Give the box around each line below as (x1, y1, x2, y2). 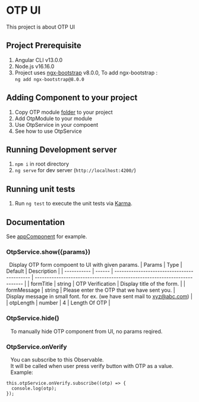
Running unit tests (6, 184, 75, 194)
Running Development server (6, 144, 117, 155)
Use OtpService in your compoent (14, 121, 99, 128)
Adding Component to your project (6, 93, 138, 103)
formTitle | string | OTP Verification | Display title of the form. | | (30, 281, 186, 288)
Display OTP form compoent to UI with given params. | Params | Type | (8, 261, 182, 269)
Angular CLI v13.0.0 (14, 56, 63, 63)
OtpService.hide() (6, 314, 59, 322)
